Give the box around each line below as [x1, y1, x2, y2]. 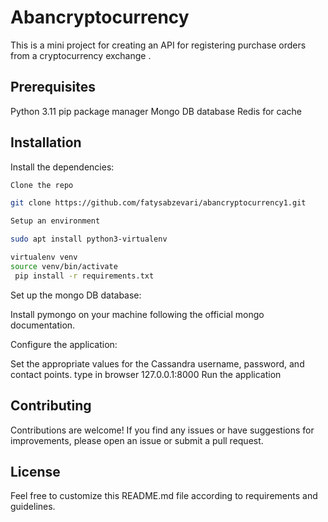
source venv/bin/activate [10, 261, 118, 271]
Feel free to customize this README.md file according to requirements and [10, 490, 318, 502]
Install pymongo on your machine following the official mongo [10, 308, 265, 320]
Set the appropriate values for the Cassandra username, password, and [10, 357, 305, 370]
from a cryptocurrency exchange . [10, 49, 152, 61]
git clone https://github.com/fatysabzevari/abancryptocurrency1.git [10, 198, 307, 208]
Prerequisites [10, 79, 96, 96]
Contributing [10, 397, 92, 415]
